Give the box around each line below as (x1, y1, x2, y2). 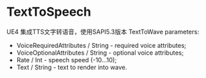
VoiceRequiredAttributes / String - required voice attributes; (16, 41, 187, 49)
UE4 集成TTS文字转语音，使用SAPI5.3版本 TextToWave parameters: (6, 27, 200, 36)
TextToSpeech (6, 4, 91, 20)
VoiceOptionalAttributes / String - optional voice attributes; (16, 49, 184, 57)
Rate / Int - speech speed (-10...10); (16, 55, 117, 64)
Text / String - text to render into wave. (16, 63, 127, 71)
